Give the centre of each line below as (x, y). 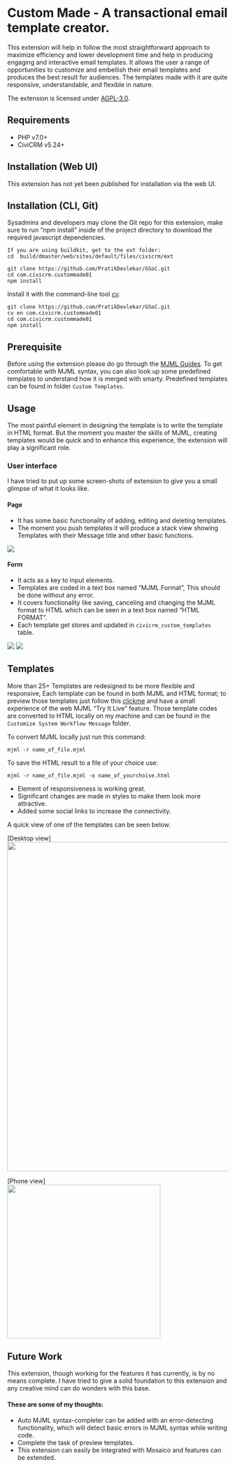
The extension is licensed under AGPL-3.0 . (69, 98)
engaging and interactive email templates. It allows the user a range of (108, 62)
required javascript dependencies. (57, 237)
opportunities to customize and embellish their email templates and (104, 70)
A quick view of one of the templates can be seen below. (89, 824)
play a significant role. (39, 448)
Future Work (35, 1356)
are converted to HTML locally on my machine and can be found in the (109, 716)
